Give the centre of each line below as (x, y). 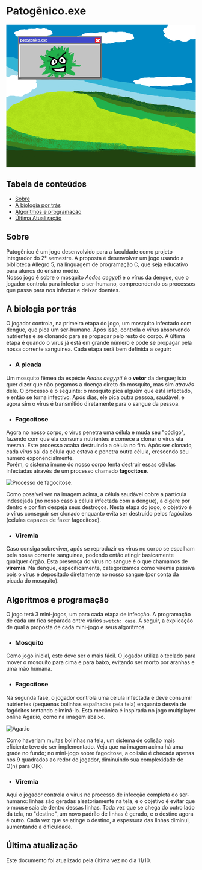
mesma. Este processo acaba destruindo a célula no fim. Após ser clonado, (100, 445)
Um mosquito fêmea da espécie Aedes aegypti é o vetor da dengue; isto (96, 378)
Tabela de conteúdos (47, 184)
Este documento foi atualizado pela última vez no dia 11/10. (79, 860)
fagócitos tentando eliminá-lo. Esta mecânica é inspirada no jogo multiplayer (101, 710)
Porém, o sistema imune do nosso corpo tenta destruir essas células (91, 464)
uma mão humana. (29, 669)
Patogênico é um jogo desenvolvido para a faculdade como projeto (90, 251)
